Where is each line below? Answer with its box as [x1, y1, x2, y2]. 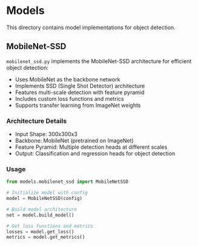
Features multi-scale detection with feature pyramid [15, 89, 145, 96]
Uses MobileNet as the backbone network [15, 75, 120, 83]
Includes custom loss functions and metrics [15, 95, 124, 102]
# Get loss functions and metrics [6, 223, 94, 229]
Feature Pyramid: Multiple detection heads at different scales [15, 143, 168, 151]
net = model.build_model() [6, 212, 74, 218]
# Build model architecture [6, 206, 78, 213]
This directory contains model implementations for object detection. [6, 24, 176, 31]
